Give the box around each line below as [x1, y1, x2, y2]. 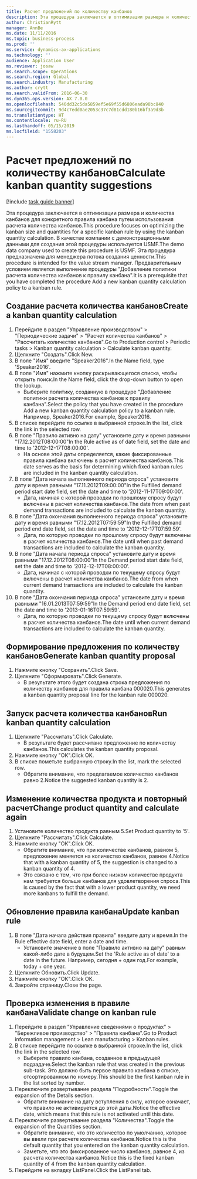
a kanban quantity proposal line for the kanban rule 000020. [23, 691, 169, 698]
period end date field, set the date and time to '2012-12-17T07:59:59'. [14, 525, 182, 532]
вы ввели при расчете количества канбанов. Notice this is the [23, 1135, 176, 1142]
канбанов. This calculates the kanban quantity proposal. [23, 746, 159, 753]
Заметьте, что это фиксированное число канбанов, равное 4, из [23, 1147, 185, 1155]
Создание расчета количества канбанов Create [6, 301, 189, 311]
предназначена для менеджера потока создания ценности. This [6, 253, 166, 260]
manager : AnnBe [6, 25, 43, 31]
